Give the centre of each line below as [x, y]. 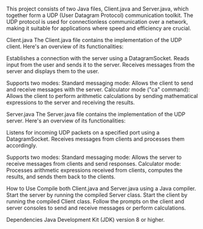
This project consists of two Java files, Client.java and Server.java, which [98, 9]
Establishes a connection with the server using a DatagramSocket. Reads [98, 58]
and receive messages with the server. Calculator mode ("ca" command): [98, 90]
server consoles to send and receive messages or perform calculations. [96, 208]
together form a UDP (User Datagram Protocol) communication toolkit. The [100, 15]
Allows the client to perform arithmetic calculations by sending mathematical [102, 96]
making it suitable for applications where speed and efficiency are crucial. [99, 28]
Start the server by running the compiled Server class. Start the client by [97, 195]
